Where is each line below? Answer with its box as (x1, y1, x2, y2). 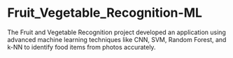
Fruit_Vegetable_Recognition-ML (7, 5, 203, 21)
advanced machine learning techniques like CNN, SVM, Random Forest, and (7, 35, 227, 43)
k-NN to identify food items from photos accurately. (7, 43, 156, 51)
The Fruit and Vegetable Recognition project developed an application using (7, 28, 226, 36)
